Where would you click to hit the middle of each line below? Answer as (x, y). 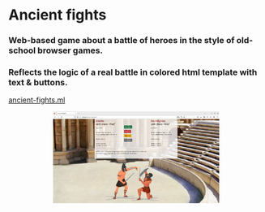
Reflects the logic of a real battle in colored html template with (133, 72)
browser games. (71, 50)
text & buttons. (38, 83)
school (22, 50)
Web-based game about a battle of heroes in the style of (122, 41)
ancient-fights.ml (37, 100)
